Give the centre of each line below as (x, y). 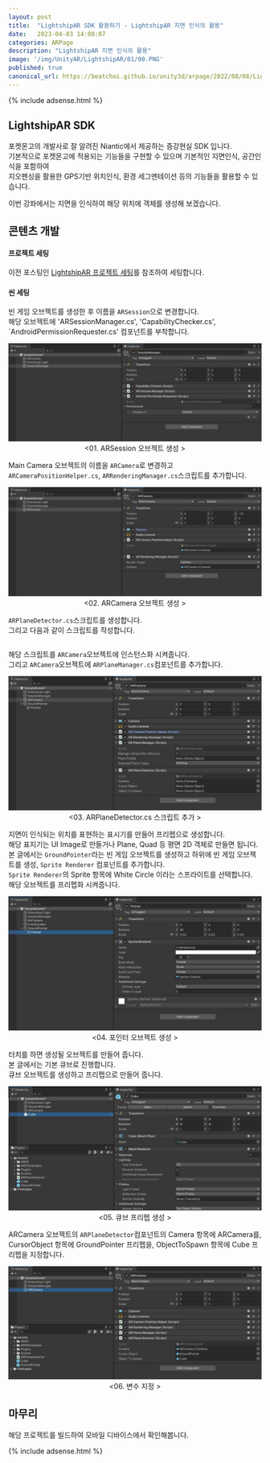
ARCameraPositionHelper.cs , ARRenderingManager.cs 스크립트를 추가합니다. (128, 475)
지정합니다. (47, 1255)
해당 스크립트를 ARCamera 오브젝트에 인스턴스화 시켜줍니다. (99, 654)
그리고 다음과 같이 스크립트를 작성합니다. (72, 630)
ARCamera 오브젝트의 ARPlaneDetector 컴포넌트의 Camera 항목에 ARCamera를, (135, 1235)
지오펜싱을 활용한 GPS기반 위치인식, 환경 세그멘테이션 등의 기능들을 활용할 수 (129, 176)
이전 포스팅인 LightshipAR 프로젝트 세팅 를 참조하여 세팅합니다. (106, 273)
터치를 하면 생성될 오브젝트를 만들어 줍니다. (76, 1054)
